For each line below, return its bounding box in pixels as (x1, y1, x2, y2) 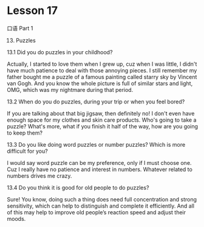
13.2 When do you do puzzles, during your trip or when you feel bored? (7, 98, 185, 105)
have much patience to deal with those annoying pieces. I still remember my (7, 66, 197, 74)
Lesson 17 (7, 4, 58, 18)
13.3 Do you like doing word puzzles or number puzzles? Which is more (7, 141, 186, 148)
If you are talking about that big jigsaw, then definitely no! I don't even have (7, 110, 195, 117)
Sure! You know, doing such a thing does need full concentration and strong (7, 195, 197, 203)
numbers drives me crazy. (7, 172, 72, 180)
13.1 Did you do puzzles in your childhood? (7, 48, 113, 55)
